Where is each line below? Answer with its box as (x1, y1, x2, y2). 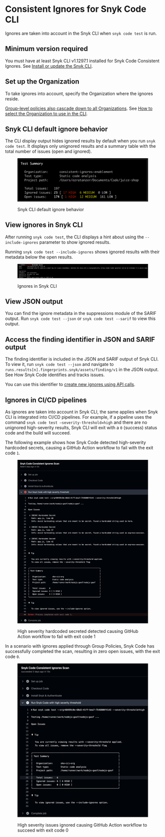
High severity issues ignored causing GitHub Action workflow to (17, 822, 147, 828)
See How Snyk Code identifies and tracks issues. (5, 372, 105, 378)
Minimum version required (5, 44, 88, 53)
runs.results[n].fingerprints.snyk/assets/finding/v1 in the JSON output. (5, 367, 159, 373)
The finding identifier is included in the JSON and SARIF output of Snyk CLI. (5, 356, 159, 362)
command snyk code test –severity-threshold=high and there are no (5, 419, 148, 426)
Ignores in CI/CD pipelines (5, 396, 87, 404)
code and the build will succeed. (5, 430, 71, 436)
